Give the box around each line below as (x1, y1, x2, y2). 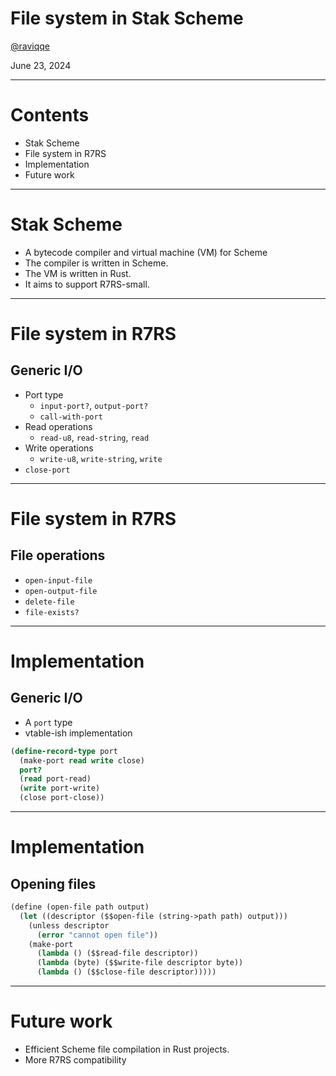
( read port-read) (19, 774, 92, 784)
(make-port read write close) (19, 755, 145, 766)
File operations (10, 547, 106, 564)
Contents (10, 104, 90, 127)
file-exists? (24, 607, 80, 617)
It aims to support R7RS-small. (24, 278, 150, 290)
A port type (24, 716, 73, 728)
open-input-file (24, 575, 93, 586)
